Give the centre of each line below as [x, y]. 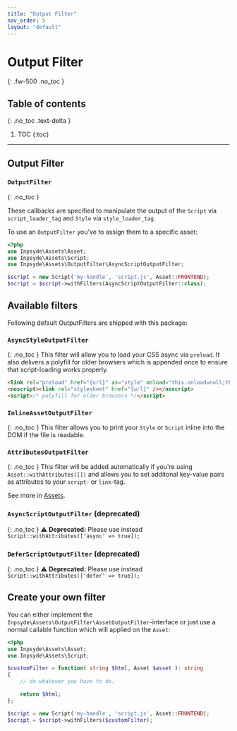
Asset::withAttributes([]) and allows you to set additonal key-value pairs [116, 475]
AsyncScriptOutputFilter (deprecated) [74, 514]
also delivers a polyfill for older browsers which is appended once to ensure [117, 362]
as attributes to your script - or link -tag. [66, 482]
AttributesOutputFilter [48, 452]
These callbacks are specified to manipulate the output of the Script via [112, 210]
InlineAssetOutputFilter [50, 413]
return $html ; [41, 694]
